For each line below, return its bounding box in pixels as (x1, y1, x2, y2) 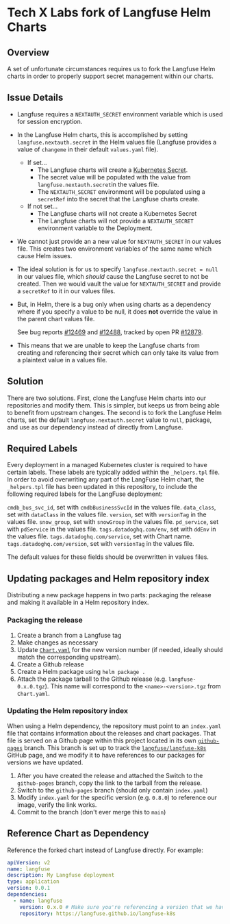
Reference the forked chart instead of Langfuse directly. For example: (7, 846, 204, 854)
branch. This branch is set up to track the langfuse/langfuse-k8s (23, 743, 207, 751)
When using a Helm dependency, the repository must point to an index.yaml (7, 721, 222, 730)
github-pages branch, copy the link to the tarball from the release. (16, 779, 203, 787)
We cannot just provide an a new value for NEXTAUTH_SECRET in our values (16, 237, 222, 245)
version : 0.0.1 (7, 885, 51, 892)
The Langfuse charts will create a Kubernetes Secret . (37, 166, 188, 174)
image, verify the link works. (16, 800, 97, 809)
